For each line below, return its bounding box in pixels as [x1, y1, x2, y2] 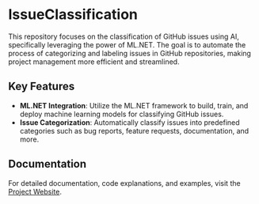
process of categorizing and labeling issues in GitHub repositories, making [8, 48, 252, 58]
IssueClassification [8, 6, 139, 24]
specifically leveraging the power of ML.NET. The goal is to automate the [8, 40, 246, 49]
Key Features [8, 80, 75, 93]
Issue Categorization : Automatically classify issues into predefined [19, 117, 240, 127]
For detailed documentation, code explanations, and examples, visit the [8, 178, 241, 187]
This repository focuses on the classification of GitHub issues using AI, [8, 32, 239, 41]
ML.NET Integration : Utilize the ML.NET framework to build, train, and [19, 100, 249, 110]
